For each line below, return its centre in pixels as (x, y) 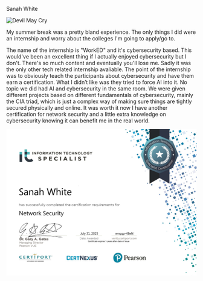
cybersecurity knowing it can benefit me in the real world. (78, 121)
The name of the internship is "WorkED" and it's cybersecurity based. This (99, 50)
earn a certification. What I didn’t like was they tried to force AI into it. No (97, 82)
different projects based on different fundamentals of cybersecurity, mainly (100, 95)
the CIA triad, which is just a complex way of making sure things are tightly (99, 101)
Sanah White (22, 9)
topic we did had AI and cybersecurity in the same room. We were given (96, 89)
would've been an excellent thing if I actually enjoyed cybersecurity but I (96, 56)
